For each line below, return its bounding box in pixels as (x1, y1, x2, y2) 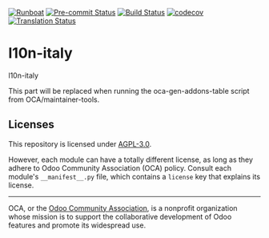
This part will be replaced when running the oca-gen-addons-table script (8, 86, 250, 95)
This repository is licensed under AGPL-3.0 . (8, 139, 152, 148)
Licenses (8, 118, 54, 131)
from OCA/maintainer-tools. (8, 95, 100, 104)
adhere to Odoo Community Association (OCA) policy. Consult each (8, 163, 232, 172)
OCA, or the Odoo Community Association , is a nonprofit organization (8, 203, 238, 212)
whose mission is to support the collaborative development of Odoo (8, 212, 232, 221)
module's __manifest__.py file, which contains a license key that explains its (8, 171, 261, 181)
